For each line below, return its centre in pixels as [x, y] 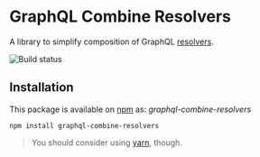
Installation [42, 88]
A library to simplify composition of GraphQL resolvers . [111, 42]
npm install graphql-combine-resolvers [84, 125]
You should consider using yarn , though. [107, 143]
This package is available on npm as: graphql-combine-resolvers [130, 109]
